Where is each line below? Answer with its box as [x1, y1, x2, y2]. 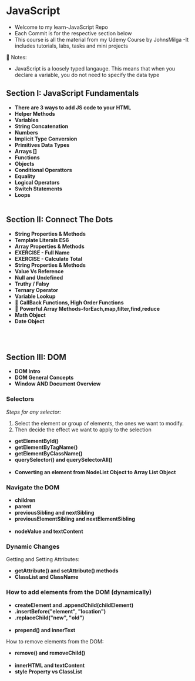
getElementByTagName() [14, 444, 78, 451]
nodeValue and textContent [14, 528, 83, 535]
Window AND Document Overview [14, 380, 101, 387]
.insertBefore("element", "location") [14, 608, 106, 615]
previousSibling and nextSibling [14, 509, 95, 516]
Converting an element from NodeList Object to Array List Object [14, 468, 176, 475]
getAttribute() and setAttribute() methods [14, 567, 119, 574]
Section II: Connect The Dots [6, 214, 113, 224]
